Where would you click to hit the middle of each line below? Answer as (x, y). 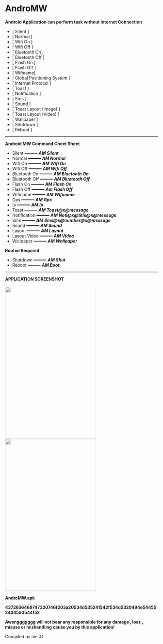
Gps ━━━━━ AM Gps (32, 200)
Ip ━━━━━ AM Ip (28, 204)
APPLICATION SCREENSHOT (34, 279)
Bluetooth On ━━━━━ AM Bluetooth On (50, 174)
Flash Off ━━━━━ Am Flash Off (42, 189)
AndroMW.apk (20, 598)
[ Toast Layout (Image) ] (36, 109)
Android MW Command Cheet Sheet (42, 144)
